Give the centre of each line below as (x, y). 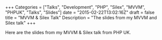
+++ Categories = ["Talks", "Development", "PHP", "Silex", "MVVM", (75, 7)
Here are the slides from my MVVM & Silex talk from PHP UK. (68, 32)
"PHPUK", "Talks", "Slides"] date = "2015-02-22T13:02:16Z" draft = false (80, 12)
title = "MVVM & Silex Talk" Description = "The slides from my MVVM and (81, 18)
